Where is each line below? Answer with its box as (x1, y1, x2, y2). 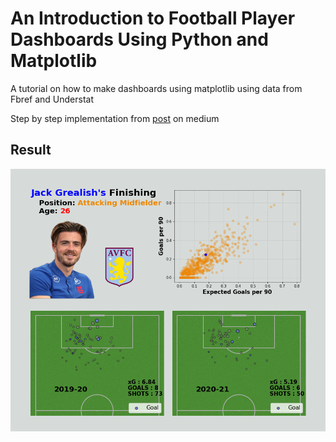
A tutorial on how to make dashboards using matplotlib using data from (10, 82, 303, 94)
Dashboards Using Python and (10, 28, 269, 51)
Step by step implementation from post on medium (10, 112, 220, 124)
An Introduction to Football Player (10, 7, 296, 30)
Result (10, 142, 52, 159)
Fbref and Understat (10, 93, 94, 105)
